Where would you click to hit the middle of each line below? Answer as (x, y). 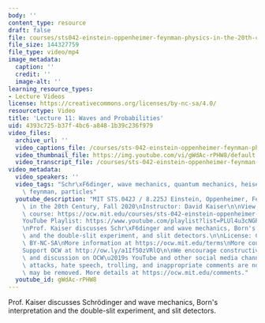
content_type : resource (47, 23)
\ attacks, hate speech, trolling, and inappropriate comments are (135, 265)
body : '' (22, 15)
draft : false (30, 30)
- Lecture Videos (37, 96)
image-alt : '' (38, 81)
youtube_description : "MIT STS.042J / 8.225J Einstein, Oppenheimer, (132, 199)
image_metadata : (35, 60)
